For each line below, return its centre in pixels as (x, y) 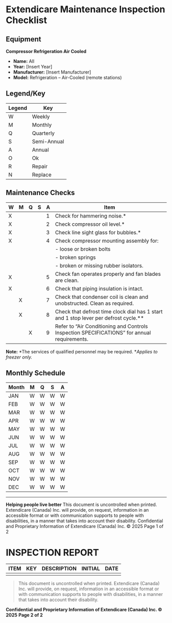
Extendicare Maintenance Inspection (85, 9)
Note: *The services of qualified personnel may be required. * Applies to (82, 351)
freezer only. (19, 357)
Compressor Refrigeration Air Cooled (46, 51)
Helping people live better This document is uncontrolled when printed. (81, 505)
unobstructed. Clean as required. (94, 303)
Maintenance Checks (41, 193)
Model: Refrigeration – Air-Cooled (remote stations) (67, 77)
